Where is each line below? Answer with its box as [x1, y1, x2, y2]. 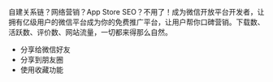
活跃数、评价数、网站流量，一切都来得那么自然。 [8, 28, 172, 37]
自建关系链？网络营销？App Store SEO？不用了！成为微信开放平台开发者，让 [8, 7, 265, 16]
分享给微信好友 [19, 45, 71, 54]
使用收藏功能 [19, 65, 63, 75]
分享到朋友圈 [19, 55, 63, 64]
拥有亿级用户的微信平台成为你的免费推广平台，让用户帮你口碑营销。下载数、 [8, 17, 265, 27]
